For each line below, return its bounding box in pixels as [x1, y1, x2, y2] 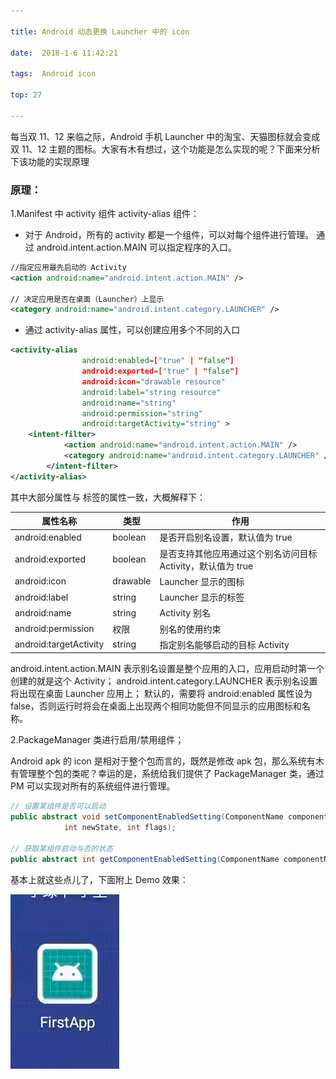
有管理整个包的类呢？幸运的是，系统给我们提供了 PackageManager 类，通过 [10, 768, 325, 780]
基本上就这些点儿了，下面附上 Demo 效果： [10, 873, 189, 885]
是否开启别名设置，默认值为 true [159, 531, 293, 544]
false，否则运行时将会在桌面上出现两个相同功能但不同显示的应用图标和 [10, 700, 302, 712]
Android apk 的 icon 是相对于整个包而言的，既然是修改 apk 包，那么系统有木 [10, 755, 325, 767]
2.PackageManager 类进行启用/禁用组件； [10, 734, 185, 746]
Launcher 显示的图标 [159, 575, 245, 587]
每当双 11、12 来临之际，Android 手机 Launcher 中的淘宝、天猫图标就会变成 [10, 130, 321, 142]
